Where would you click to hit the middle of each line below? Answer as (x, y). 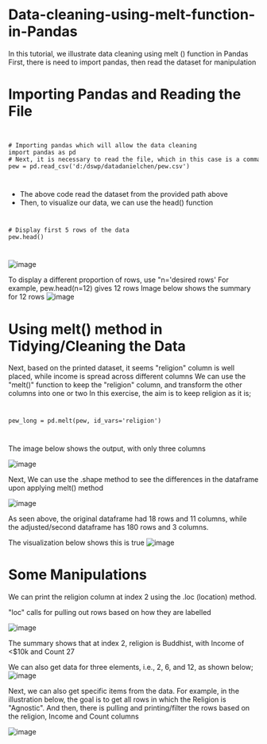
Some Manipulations (77, 575)
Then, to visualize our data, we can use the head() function (116, 202)
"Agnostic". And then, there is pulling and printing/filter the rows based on (129, 708)
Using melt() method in (85, 329)
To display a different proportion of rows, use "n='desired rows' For (118, 280)
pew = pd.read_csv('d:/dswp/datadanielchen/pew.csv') (99, 166)
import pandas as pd (43, 152)
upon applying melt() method (56, 488)
